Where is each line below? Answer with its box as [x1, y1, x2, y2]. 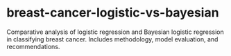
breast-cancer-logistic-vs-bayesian [6, 5, 219, 21]
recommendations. [6, 42, 60, 50]
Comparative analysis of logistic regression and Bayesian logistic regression [6, 28, 224, 36]
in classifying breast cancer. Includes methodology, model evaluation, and [6, 35, 219, 43]
